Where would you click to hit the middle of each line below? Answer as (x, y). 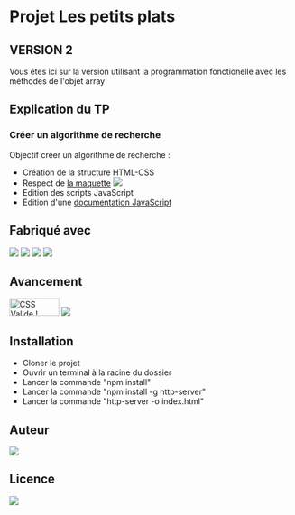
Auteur (29, 430)
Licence (32, 479)
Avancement (46, 281)
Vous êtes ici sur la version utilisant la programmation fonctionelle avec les (148, 71)
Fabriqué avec (51, 230)
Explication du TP (60, 110)
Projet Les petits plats (92, 17)
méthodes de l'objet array (57, 81)
